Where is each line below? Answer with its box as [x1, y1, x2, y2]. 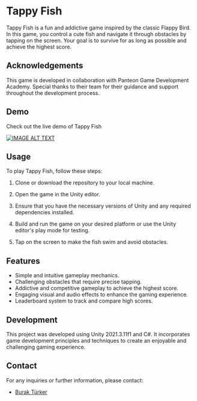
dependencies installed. [14, 209, 74, 216]
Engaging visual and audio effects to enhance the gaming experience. [14, 291, 188, 298]
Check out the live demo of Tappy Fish [6, 122, 102, 130]
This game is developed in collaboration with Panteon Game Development [6, 76, 189, 83]
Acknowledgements [6, 61, 83, 71]
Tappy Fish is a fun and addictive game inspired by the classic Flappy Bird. [6, 24, 191, 31]
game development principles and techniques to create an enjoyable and [6, 337, 187, 344]
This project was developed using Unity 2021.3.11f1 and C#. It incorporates [6, 331, 190, 337]
